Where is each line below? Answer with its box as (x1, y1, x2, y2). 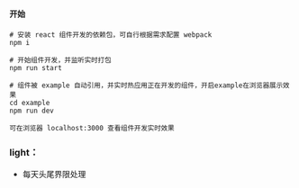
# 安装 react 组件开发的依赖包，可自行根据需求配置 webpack (9, 31, 213, 40)
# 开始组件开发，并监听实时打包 (9, 56, 112, 65)
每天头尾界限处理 (22, 168, 86, 179)
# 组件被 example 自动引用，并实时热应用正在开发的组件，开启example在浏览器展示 (9, 81, 284, 90)
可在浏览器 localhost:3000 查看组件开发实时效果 (9, 124, 175, 133)
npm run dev (9, 106, 54, 116)
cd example (9, 99, 50, 108)
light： (9, 147, 39, 159)
